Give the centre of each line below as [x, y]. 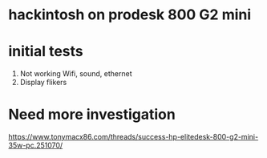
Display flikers [43, 83]
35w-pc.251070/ [36, 145]
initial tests [46, 52]
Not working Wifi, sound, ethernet [76, 74]
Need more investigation [92, 115]
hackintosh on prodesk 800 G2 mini [130, 15]
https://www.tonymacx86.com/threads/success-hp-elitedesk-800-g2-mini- [133, 137]
